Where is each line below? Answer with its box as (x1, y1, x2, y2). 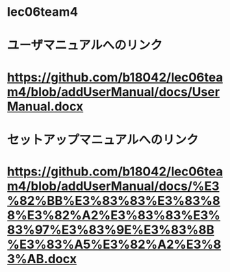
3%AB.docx (7, 251, 77, 267)
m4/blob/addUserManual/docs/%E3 (7, 178, 220, 194)
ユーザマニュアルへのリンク (7, 38, 163, 53)
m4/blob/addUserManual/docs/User (7, 84, 220, 99)
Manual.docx (7, 99, 84, 114)
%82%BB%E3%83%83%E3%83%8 (7, 193, 220, 208)
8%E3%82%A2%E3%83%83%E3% (7, 207, 220, 223)
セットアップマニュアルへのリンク (7, 132, 199, 147)
